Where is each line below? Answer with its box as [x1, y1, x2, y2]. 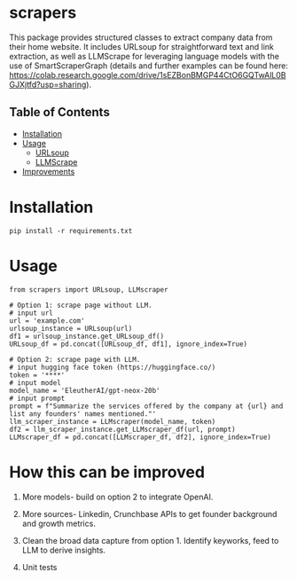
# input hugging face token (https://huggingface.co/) [9, 363, 216, 372]
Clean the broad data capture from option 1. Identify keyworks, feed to [21, 535, 279, 545]
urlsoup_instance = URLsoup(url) [9, 324, 133, 333]
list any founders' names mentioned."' [9, 409, 157, 419]
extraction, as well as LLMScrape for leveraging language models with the [9, 51, 279, 61]
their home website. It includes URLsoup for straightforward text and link [9, 41, 275, 51]
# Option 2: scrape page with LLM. [9, 355, 141, 364]
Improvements [21, 166, 75, 176]
